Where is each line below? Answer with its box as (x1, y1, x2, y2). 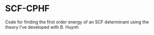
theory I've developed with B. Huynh (5, 24, 79, 30)
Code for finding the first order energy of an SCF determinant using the (5, 19, 149, 25)
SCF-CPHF (5, 3, 50, 14)
